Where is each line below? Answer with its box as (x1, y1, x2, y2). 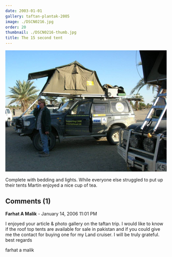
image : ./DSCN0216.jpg (5, 19, 54, 24)
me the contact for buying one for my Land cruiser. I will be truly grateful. (5, 231, 160, 238)
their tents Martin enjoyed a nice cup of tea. (5, 182, 98, 188)
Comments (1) (5, 197, 51, 206)
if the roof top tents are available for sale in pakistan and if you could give (5, 226, 160, 232)
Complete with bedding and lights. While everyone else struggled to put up (5, 177, 163, 183)
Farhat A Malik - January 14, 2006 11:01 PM (5, 210, 97, 216)
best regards (5, 236, 32, 243)
